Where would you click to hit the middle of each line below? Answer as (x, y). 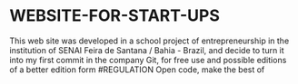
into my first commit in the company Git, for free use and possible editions (148, 60)
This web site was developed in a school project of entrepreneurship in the (149, 41)
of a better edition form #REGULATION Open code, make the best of (137, 70)
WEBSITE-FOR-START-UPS (114, 16)
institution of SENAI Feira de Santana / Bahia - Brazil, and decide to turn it (147, 50)
